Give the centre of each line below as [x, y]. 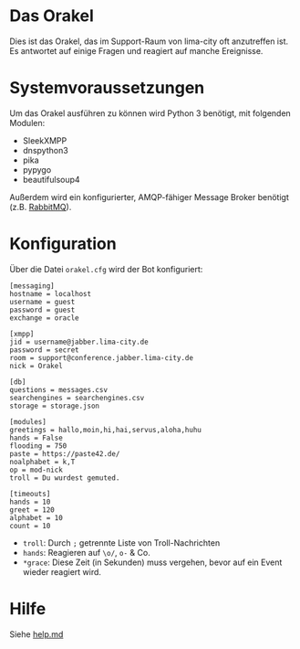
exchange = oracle [44, 318]
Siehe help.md [36, 634]
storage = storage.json [55, 406]
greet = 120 [32, 510]
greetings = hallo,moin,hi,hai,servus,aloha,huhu [106, 430]
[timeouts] [30, 494]
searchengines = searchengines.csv [77, 398]
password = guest [42, 310]
